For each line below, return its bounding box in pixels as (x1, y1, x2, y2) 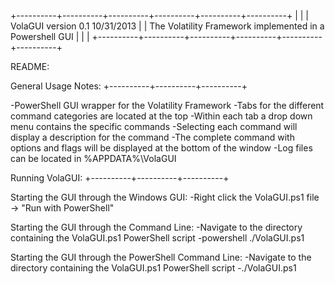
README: (10, 61, 50, 72)
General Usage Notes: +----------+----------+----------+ (10, 80, 248, 92)
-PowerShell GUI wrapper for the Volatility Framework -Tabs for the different (10, 100, 325, 111)
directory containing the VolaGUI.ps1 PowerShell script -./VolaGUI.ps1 (10, 262, 297, 274)
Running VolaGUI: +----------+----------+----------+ (10, 172, 230, 184)
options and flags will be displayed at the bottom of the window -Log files (10, 142, 313, 154)
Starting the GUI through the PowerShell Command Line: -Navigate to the (10, 251, 312, 263)
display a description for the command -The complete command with (10, 131, 295, 143)
